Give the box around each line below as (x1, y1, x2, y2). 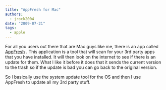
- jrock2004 (9, 16, 35, 21)
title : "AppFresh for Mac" (5, 7, 61, 12)
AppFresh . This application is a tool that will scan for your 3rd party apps (5, 49, 155, 55)
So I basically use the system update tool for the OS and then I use (5, 74, 141, 80)
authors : (5, 12, 23, 17)
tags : (5, 26, 16, 30)
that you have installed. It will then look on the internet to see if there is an (5, 54, 156, 60)
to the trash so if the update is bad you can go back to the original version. (5, 64, 158, 70)
